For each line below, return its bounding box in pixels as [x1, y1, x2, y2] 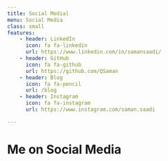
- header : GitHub [19, 55, 70, 62]
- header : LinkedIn [19, 36, 76, 43]
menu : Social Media [7, 17, 63, 23]
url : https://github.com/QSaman [25, 67, 118, 74]
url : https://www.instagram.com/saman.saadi [25, 106, 156, 113]
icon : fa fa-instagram [25, 100, 91, 107]
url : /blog [25, 87, 57, 94]
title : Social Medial [7, 10, 70, 17]
